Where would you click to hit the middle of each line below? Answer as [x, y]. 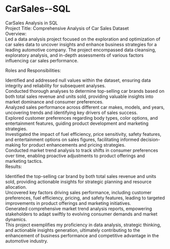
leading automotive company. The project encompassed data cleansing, [81, 50]
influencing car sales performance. [42, 60]
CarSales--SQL [38, 9]
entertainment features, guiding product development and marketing [77, 123]
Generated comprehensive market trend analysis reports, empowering [79, 208]
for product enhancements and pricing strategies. [74, 145]
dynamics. [16, 219]
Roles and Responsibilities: [33, 70]
